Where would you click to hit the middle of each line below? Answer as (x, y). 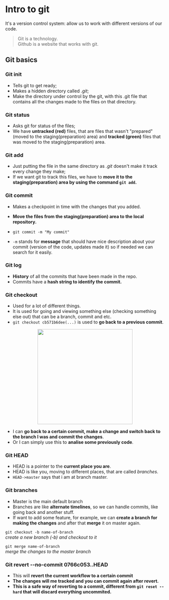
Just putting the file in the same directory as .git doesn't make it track (85, 166)
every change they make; (39, 171)
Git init (13, 75)
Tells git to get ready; (35, 85)
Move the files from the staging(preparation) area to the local (78, 216)
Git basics (22, 60)
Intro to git (27, 9)
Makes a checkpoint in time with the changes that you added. (77, 206)
